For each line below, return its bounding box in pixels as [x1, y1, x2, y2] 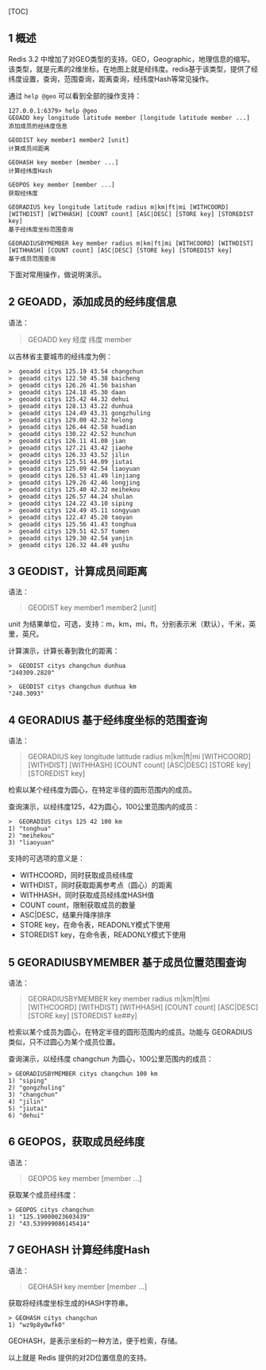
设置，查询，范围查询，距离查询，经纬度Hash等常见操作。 [21, 74, 213, 83]
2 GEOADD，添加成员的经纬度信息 [8, 295, 177, 309]
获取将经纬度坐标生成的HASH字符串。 [8, 1298, 133, 1307]
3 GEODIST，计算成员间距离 [8, 565, 148, 578]
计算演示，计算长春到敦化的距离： [8, 646, 120, 656]
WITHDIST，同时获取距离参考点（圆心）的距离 [19, 881, 173, 890]
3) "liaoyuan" [8, 839, 56, 847]
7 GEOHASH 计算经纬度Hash [8, 1243, 151, 1257]
